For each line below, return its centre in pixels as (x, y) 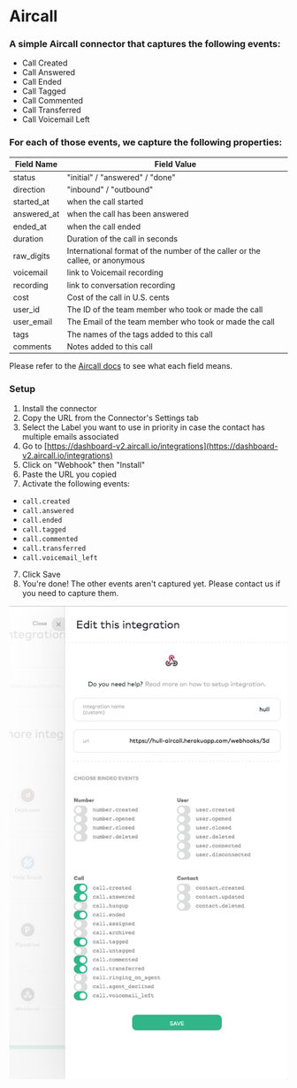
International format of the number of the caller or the (164, 251)
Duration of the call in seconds (122, 238)
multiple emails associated (70, 436)
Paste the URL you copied (69, 474)
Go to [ (34, 446)
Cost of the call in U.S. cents (118, 297)
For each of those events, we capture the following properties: (146, 142)
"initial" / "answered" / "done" (121, 177)
